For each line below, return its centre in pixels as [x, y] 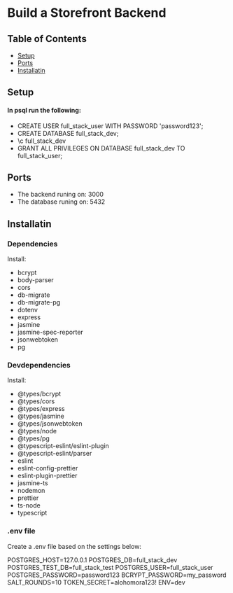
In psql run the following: [44, 110]
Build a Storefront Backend [87, 13]
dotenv [28, 310]
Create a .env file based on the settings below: [75, 546]
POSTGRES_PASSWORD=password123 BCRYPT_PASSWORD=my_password [117, 575]
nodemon [31, 491]
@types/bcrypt [39, 394]
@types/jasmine [41, 416]
